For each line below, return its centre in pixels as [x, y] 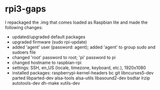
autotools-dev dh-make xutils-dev [46, 83]
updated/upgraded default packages [49, 37]
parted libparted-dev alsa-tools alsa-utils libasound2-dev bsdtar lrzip [81, 78]
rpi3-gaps [26, 9]
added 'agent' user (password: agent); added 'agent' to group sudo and [84, 47]
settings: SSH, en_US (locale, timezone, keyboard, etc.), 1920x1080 [79, 67]
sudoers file [24, 52]
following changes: [24, 27]
